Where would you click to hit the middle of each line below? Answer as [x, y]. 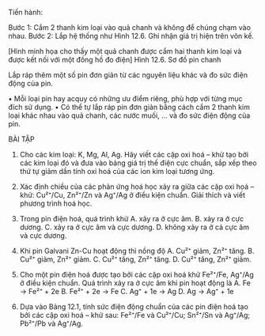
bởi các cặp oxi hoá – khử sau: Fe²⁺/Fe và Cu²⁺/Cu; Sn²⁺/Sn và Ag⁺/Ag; [135, 315]
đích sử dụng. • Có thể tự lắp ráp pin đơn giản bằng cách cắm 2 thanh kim [129, 107]
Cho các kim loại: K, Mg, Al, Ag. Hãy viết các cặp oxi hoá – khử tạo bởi [134, 155]
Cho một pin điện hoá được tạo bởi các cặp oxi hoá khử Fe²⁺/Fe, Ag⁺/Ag [137, 274]
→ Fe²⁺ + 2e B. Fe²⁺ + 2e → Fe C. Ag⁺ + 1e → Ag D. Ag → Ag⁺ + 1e [127, 291]
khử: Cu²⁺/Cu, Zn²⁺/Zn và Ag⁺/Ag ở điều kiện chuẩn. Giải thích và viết [132, 195]
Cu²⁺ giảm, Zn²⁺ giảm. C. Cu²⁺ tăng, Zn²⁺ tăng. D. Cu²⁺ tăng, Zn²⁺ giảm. [135, 259]
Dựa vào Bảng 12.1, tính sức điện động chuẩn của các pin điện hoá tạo [134, 307]
